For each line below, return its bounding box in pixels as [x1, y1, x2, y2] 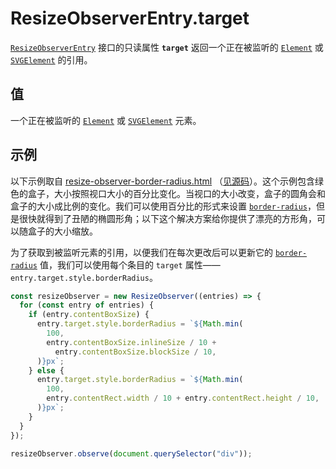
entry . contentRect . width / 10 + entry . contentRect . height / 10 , [46, 393, 320, 404]
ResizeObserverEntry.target [10, 7, 250, 30]
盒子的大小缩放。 [27, 225, 98, 237]
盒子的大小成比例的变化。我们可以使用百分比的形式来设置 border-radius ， [10, 200, 317, 212]
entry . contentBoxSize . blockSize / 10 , [54, 347, 217, 357]
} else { [28, 365, 65, 376]
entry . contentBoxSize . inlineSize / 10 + [46, 337, 217, 347]
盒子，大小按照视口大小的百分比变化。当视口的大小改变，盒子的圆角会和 [27, 187, 326, 199]
